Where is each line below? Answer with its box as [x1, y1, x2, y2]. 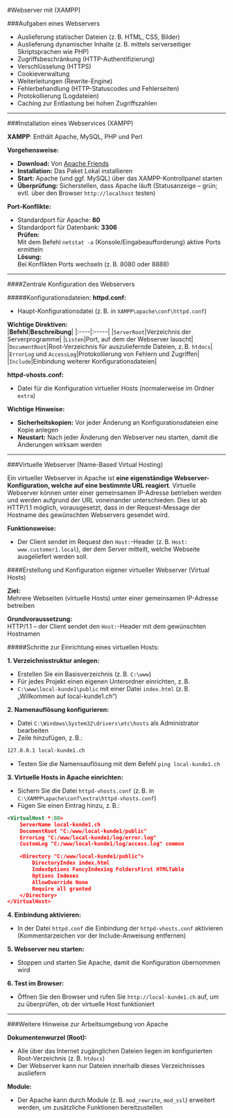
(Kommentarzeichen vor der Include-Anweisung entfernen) [17, 931, 187, 940]
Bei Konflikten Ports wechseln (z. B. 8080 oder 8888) [17, 260, 170, 268]
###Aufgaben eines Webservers [7, 19, 101, 27]
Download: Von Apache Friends [17, 160, 110, 167]
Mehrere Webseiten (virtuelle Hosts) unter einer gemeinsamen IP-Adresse [7, 594, 218, 602]
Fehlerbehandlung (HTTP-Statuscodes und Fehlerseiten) [17, 85, 180, 92]
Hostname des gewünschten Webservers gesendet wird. [7, 511, 170, 519]
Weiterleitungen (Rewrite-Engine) [17, 77, 113, 85]
